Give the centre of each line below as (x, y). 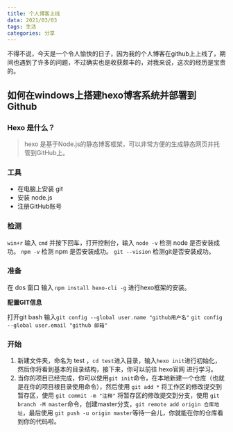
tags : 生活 (22, 26)
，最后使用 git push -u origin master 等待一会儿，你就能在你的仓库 (120, 413)
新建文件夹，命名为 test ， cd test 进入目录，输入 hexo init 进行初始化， (119, 361)
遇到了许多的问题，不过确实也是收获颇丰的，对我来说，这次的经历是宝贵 (122, 63)
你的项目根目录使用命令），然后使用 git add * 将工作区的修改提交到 (126, 387)
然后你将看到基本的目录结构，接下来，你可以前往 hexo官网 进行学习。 (117, 369)
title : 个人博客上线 (34, 14)
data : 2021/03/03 (32, 20)
